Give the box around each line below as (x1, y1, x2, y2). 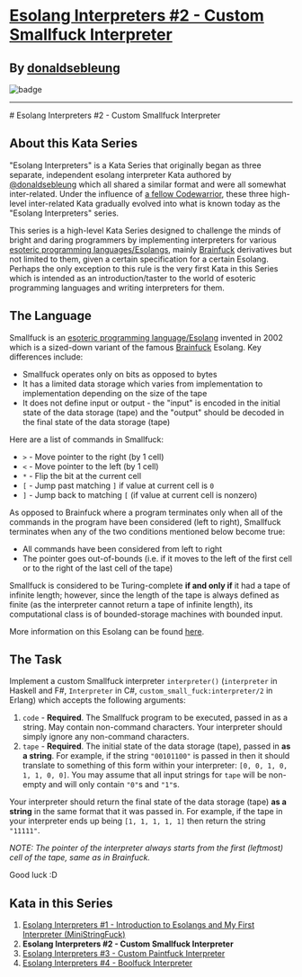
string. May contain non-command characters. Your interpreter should (22, 722, 283, 733)
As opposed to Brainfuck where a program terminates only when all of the (9, 507, 283, 518)
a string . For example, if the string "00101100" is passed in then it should (22, 751, 290, 761)
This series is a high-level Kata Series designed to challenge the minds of (9, 225, 281, 235)
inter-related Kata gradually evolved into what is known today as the (28, 198, 280, 209)
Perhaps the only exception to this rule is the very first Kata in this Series (9, 262, 279, 274)
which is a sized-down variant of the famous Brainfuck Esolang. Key (9, 342, 262, 352)
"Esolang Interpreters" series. (9, 208, 120, 218)
